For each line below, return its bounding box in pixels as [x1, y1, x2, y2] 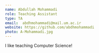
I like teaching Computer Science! [5, 43, 73, 48]
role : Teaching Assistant [5, 12, 57, 16]
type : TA [5, 16, 23, 21]
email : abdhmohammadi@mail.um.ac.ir [5, 20, 82, 26]
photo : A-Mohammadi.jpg [5, 29, 53, 34]
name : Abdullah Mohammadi [5, 7, 57, 12]
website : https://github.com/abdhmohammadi [5, 25, 95, 30]
